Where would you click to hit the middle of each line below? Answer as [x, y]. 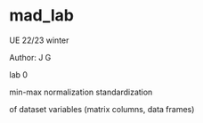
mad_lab [41, 16]
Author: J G [30, 57]
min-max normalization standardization [81, 92]
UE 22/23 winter [39, 40]
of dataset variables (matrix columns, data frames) [102, 109]
